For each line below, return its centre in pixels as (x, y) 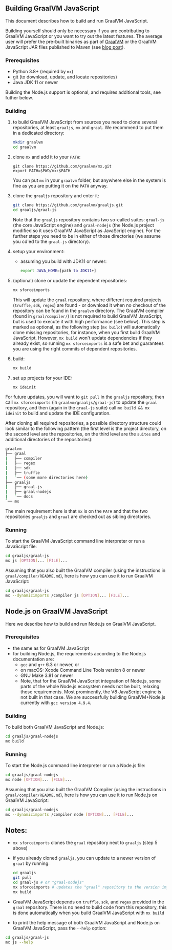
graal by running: (31, 863)
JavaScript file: (21, 546)
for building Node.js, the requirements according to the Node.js (79, 653)
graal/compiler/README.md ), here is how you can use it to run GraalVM (79, 575)
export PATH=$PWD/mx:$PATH (41, 171)
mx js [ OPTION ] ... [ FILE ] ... (36, 561)
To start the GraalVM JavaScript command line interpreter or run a (75, 541)
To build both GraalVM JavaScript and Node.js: (55, 727)
